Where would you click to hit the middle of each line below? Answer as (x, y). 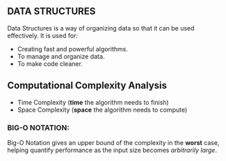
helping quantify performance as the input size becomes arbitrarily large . (112, 150)
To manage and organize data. (61, 56)
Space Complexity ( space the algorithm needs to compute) (102, 110)
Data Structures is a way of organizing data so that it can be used (101, 28)
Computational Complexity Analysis (87, 86)
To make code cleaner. (50, 63)
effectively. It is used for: (43, 35)
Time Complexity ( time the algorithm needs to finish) (93, 102)
